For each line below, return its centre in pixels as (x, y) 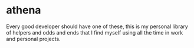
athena (24, 10)
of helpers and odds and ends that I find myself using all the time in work (95, 32)
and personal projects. (33, 39)
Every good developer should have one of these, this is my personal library (97, 26)
